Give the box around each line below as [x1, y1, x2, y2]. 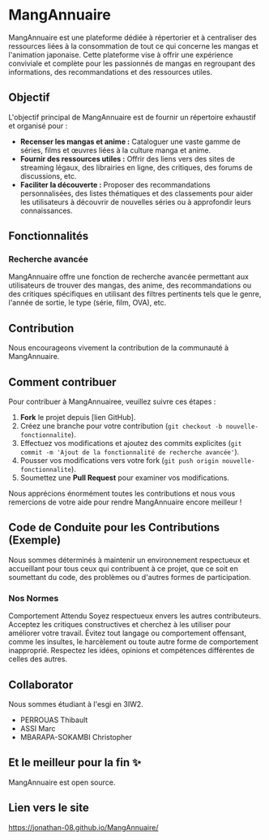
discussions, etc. [19, 171, 77, 180]
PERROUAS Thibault [19, 715, 88, 725]
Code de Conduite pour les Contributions [8, 521, 220, 535]
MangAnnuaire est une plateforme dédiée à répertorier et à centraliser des [8, 32, 257, 42]
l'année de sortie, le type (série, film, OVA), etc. [8, 298, 167, 308]
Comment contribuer [8, 375, 117, 389]
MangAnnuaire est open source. [8, 777, 116, 787]
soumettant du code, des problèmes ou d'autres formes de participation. [8, 572, 251, 582]
